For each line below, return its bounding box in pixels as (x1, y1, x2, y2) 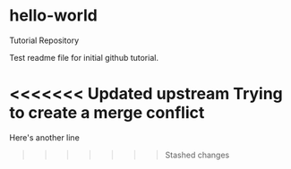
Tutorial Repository (9, 35, 80, 46)
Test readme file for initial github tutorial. (9, 52, 159, 63)
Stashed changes (165, 149, 230, 160)
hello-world (9, 5, 98, 26)
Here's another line (9, 131, 81, 143)
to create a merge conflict (9, 103, 205, 123)
